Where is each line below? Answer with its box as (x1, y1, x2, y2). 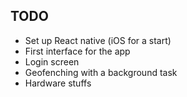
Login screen (24, 55, 80, 68)
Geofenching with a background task (24, 66, 178, 78)
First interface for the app (24, 45, 131, 57)
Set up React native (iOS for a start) (24, 34, 172, 46)
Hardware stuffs (24, 77, 92, 89)
